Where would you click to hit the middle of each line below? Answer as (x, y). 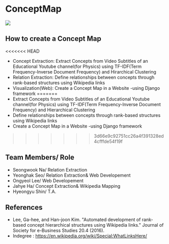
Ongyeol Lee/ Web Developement (48, 180)
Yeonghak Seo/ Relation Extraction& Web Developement (72, 175)
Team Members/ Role (40, 157)
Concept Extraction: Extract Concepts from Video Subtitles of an (80, 61)
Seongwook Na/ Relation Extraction (50, 169)
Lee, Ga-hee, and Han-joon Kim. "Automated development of (77, 219)
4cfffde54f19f (108, 141)
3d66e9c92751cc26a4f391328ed (129, 136)
